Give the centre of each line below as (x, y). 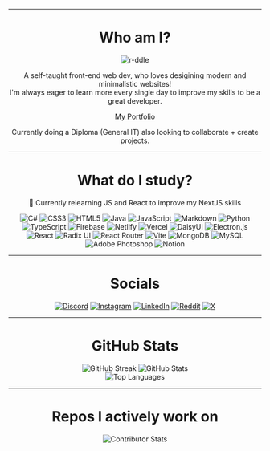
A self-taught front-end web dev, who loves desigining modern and (135, 75)
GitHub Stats (135, 346)
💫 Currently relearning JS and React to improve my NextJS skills (135, 202)
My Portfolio (135, 116)
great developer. (135, 100)
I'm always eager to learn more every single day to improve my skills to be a (135, 92)
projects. (135, 140)
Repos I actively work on (135, 416)
